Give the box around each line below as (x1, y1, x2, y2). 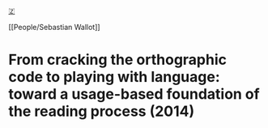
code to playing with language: (8, 68, 220, 87)
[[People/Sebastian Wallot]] (8, 23, 100, 32)
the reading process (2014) (8, 102, 195, 121)
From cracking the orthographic (8, 51, 227, 69)
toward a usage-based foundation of (8, 85, 261, 104)
